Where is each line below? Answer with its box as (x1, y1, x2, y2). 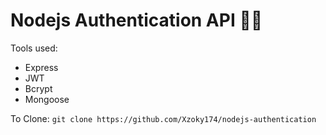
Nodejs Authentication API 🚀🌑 (10, 9, 263, 32)
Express (24, 61, 59, 73)
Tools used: (10, 42, 58, 54)
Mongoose (24, 93, 70, 105)
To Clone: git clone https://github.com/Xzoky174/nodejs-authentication (10, 112, 317, 124)
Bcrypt (24, 82, 53, 94)
